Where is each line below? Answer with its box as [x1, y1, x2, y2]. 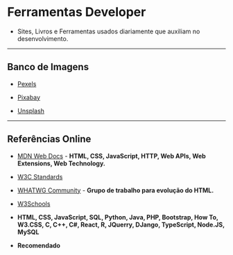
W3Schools [17, 199, 51, 208]
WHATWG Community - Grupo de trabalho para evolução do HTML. [17, 186, 214, 195]
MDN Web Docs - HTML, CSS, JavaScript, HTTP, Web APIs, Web [17, 151, 206, 160]
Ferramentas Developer [7, 4, 146, 20]
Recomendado [17, 241, 61, 249]
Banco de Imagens [7, 61, 89, 73]
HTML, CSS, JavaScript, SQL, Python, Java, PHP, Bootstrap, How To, [17, 213, 218, 221]
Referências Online [7, 133, 92, 145]
